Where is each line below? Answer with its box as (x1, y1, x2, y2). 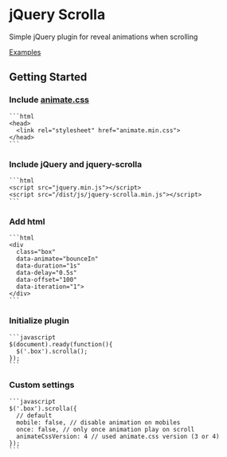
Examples (9, 47, 41, 57)
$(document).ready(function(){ (9, 340, 113, 348)
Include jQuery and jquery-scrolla (9, 158, 143, 170)
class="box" (16, 248, 57, 256)
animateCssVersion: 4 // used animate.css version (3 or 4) (16, 432, 220, 440)
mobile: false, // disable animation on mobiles (16, 418, 181, 427)
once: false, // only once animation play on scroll (16, 425, 195, 433)
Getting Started (9, 70, 88, 84)
